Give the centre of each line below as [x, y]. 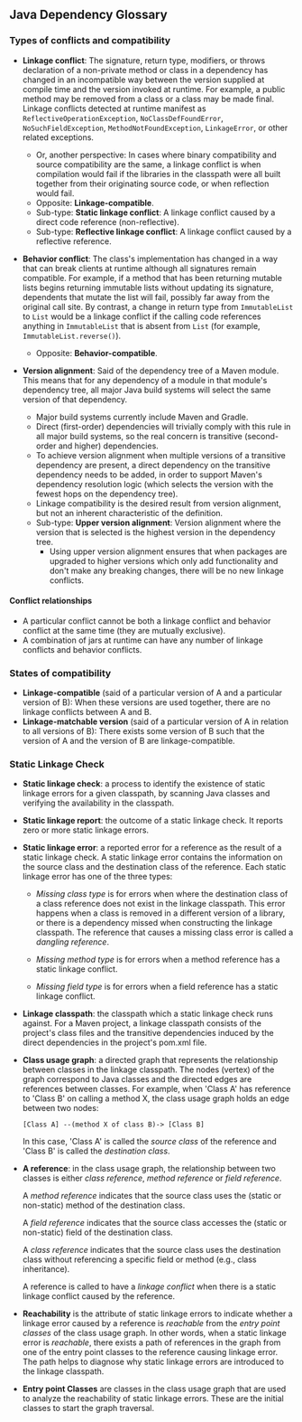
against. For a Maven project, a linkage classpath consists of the [142, 1023]
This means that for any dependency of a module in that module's [145, 380]
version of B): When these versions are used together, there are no [146, 702]
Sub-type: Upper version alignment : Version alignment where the [158, 523]
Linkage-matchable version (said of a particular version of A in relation [156, 721]
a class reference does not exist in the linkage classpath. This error [160, 904]
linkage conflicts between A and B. [87, 712]
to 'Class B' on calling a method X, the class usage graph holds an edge [156, 1098]
